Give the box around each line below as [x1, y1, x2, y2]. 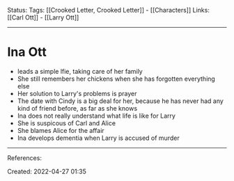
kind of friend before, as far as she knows [17, 104, 138, 112]
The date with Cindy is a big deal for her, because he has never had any [17, 97, 224, 105]
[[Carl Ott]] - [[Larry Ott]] [7, 13, 79, 22]
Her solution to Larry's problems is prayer [17, 89, 137, 97]
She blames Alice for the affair [17, 126, 104, 134]
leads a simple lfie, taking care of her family [17, 67, 143, 75]
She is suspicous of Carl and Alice [17, 118, 116, 127]
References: [7, 153, 42, 162]
